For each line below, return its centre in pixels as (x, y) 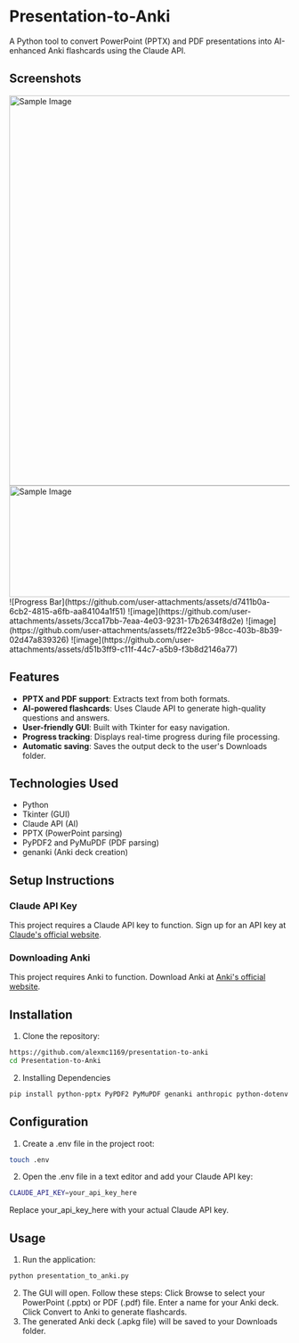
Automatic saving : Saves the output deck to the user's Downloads (145, 746)
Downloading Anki (50, 958)
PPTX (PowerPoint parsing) (72, 833)
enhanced (28, 50)
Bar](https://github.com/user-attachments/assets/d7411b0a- (160, 601)
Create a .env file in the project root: (88, 1143)
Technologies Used (64, 783)
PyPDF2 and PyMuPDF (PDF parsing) (91, 843)
